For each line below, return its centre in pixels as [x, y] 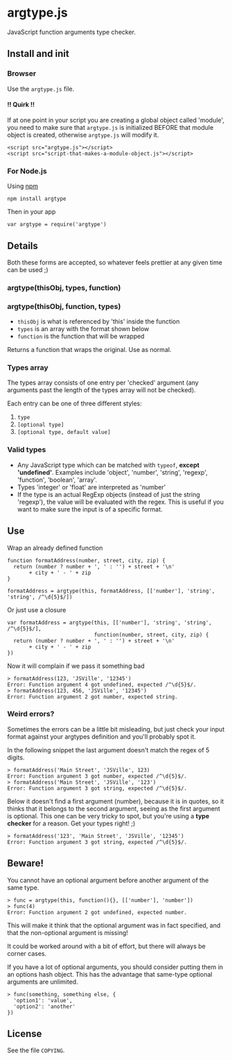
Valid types [27, 450]
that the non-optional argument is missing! [68, 932]
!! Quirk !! [21, 105]
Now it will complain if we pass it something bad [76, 666]
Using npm [23, 186]
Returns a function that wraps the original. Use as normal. [89, 350]
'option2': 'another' [45, 1007]
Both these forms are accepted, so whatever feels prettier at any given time [115, 262]
